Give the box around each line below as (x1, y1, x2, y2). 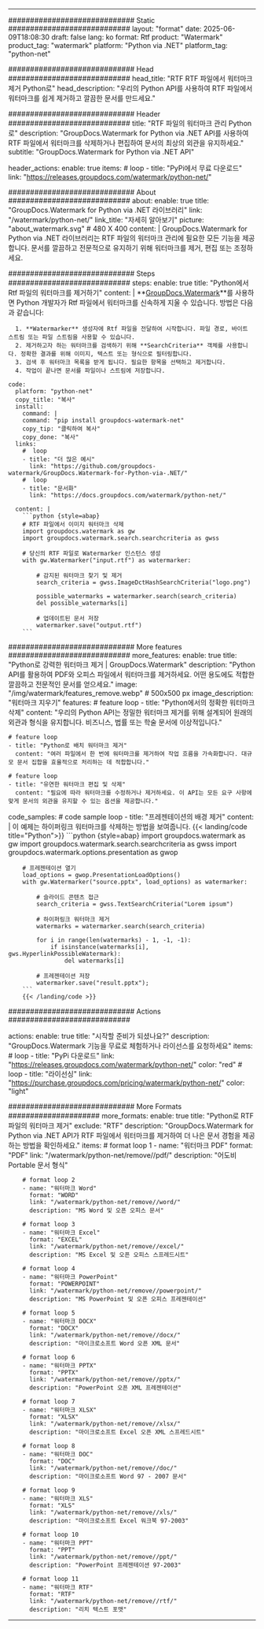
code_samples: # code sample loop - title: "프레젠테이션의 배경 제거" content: (8, 813, 254, 821)
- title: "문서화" (22, 485, 78, 493)
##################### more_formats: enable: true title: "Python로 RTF (8, 1111, 254, 1120)
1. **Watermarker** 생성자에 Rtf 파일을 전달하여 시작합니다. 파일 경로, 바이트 (15, 325, 248, 333)
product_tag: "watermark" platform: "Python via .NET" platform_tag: (8, 41, 228, 50)
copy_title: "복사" (15, 396, 76, 404)
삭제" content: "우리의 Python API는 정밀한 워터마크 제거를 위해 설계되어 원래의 (8, 708, 253, 717)
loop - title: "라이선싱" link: (8, 1069, 93, 1078)
